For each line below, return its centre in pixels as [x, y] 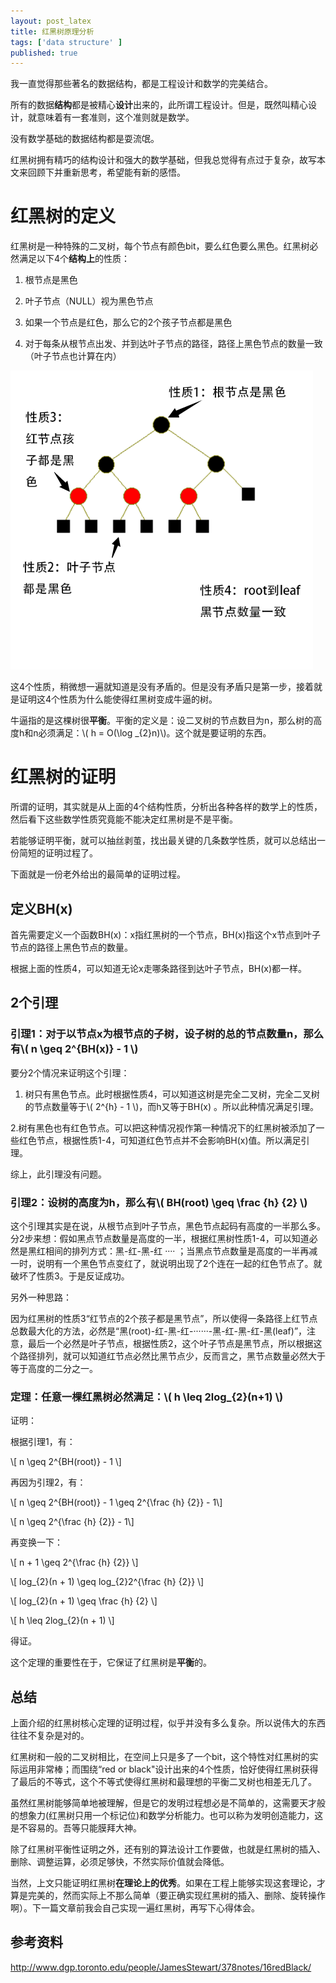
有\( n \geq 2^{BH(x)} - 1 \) [74, 1049]
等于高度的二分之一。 [54, 1368]
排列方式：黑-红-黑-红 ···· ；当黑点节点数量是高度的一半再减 [194, 1251]
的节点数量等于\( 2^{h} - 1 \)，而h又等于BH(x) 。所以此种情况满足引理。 [171, 1106]
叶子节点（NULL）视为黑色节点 [89, 301]
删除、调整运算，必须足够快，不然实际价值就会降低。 [120, 1862]
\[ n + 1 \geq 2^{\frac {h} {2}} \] [74, 1562]
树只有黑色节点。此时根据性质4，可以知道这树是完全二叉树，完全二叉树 [172, 1094]
